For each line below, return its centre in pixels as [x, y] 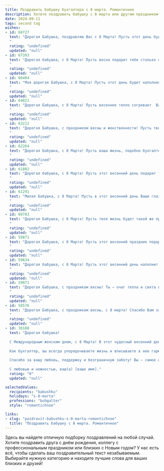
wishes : [13, 28]
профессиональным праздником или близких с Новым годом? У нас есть [82, 447]
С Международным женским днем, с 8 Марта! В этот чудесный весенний [81, 342]
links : [12, 414]
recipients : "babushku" [33, 392]
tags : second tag [23, 23]
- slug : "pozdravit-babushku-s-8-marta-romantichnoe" [61, 419]
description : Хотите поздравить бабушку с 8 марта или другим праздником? [83, 14]
